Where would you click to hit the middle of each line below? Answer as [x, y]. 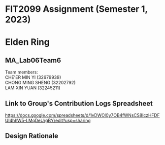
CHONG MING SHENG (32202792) [40, 83]
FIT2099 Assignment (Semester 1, [76, 9]
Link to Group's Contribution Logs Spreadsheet [79, 103]
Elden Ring [28, 42]
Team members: [22, 72]
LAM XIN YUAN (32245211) [33, 88]
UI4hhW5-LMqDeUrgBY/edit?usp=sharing [48, 120]
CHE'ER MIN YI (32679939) [33, 77]
